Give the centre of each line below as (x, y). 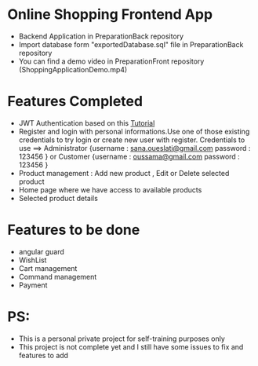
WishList (33, 260)
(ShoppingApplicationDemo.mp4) (73, 69)
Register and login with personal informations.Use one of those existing (134, 131)
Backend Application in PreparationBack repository (101, 36)
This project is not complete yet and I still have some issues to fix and (131, 346)
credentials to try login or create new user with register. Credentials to (132, 140)
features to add (43, 355)
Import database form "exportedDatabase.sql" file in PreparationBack (131, 44)
